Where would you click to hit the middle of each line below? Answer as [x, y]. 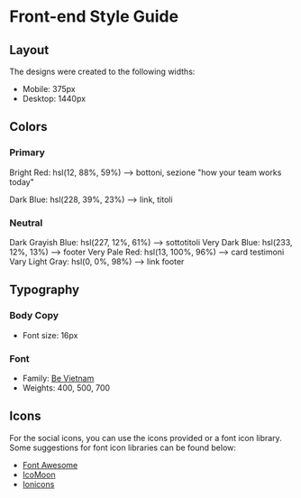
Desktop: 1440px [54, 98]
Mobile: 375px [49, 89]
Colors [28, 127]
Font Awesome [50, 465]
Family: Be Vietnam [58, 378]
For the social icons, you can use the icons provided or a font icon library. [146, 438]
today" [22, 181]
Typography [44, 290]
